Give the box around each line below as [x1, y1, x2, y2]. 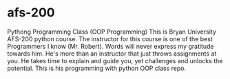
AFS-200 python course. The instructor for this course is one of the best [7, 34, 213, 43]
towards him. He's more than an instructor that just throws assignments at [7, 49, 217, 58]
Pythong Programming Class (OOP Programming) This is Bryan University [7, 27, 217, 36]
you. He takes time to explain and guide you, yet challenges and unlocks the [7, 56, 223, 65]
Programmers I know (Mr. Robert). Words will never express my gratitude [7, 42, 214, 50]
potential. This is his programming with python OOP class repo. [7, 64, 187, 72]
